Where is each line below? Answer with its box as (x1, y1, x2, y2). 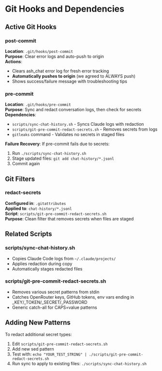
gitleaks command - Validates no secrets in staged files (12, 132, 125, 137)
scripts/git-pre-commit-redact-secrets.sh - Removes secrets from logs (12, 126, 158, 132)
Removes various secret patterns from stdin (12, 289, 100, 295)
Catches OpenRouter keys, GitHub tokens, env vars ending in (12, 294, 134, 300)
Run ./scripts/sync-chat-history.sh (12, 151, 87, 156)
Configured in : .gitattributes (5, 200, 66, 206)
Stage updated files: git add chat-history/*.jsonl (12, 155, 115, 161)
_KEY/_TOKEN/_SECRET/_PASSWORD (12, 299, 88, 305)
